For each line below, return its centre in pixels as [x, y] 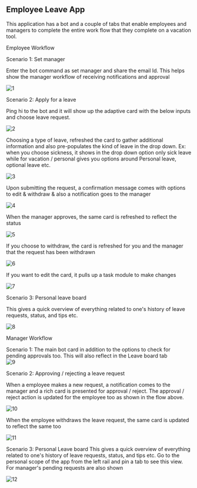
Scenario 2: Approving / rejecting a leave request [66, 373]
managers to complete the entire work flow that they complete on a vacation [98, 30]
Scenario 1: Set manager [36, 59]
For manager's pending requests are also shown [65, 467]
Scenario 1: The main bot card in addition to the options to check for [88, 349]
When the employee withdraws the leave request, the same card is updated [98, 420]
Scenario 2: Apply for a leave [41, 99]
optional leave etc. [29, 165]
